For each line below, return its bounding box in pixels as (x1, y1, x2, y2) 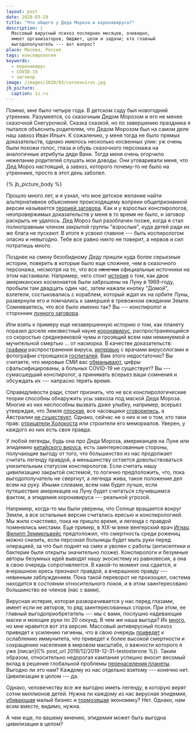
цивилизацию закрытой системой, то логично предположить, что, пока (6, 468, 185, 476)
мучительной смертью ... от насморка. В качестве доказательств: (6, 339, 173, 347)
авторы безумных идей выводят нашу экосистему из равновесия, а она (6, 555, 187, 562)
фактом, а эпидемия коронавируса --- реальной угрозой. (6, 493, 151, 500)
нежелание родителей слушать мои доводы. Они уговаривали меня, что (6, 156, 188, 163)
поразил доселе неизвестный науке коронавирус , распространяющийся (6, 327, 189, 334)
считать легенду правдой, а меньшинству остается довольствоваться (6, 456, 183, 463)
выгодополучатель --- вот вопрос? (11, 42, 95, 48)
